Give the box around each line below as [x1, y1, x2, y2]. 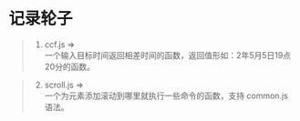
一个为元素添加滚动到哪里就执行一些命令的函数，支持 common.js [44, 90, 288, 101]
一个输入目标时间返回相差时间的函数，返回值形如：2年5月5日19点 [44, 49, 292, 60]
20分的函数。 [44, 61, 95, 72]
